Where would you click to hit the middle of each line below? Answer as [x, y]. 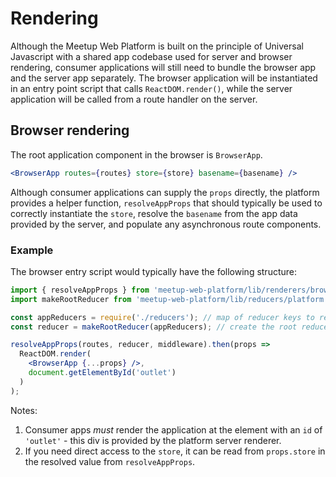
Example [32, 250]
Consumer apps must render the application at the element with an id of [173, 429]
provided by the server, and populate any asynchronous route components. [166, 224]
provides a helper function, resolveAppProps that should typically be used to [166, 203]
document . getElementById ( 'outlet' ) [102, 373]
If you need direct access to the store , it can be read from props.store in [175, 451]
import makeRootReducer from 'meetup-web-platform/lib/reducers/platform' [169, 299]
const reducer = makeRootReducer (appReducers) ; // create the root [154, 327]
